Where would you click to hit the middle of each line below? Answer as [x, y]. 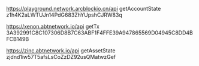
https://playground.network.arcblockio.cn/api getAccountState [84, 9]
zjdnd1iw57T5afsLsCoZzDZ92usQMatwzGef [61, 57]
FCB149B [18, 39]
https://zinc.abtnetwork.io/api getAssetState [61, 51]
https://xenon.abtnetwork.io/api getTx [53, 26]
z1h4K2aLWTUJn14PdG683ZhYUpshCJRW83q [64, 15]
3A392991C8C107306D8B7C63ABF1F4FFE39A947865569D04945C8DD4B [99, 33]
